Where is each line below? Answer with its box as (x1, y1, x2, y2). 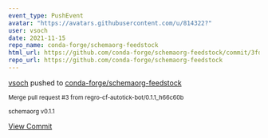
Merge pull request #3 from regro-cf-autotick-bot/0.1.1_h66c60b (8, 93, 184, 101)
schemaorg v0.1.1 (8, 107, 55, 116)
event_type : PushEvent (8, 11, 84, 20)
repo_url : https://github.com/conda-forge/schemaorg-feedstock (8, 57, 223, 65)
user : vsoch (8, 26, 48, 34)
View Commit (8, 121, 53, 131)
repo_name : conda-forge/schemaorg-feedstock (8, 41, 159, 49)
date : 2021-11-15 (8, 34, 66, 42)
